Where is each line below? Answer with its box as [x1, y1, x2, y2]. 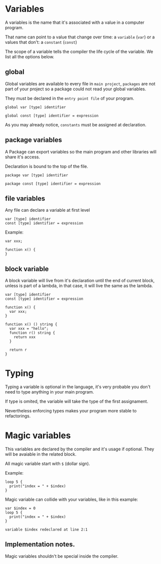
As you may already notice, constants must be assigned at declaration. [5, 121, 146, 127]
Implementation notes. [5, 540, 75, 548]
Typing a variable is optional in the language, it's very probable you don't [5, 384, 151, 390]
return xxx [14, 335, 36, 340]
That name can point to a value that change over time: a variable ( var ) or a [5, 34, 155, 40]
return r [9, 347, 27, 353]
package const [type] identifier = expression [5, 181, 101, 186]
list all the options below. [5, 53, 54, 59]
